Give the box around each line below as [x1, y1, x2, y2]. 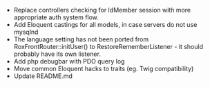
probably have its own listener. [13, 50, 102, 58]
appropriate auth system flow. [13, 13, 99, 21]
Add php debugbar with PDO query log [13, 57, 125, 65]
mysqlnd [13, 28, 39, 36]
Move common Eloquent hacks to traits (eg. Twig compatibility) [13, 65, 194, 72]
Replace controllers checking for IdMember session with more [13, 6, 191, 14]
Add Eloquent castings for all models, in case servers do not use [13, 21, 198, 28]
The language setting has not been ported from [13, 35, 149, 43]
